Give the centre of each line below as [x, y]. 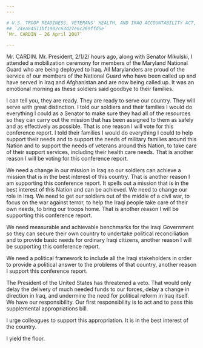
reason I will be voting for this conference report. [67, 159]
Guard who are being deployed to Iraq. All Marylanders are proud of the [95, 70]
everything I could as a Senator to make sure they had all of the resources [98, 113]
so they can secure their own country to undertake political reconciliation [98, 233]
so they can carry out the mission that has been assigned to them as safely [100, 120]
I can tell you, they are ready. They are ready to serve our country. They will [101, 101]
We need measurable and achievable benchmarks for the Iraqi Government [100, 227]
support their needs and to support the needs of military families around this [101, 139]
